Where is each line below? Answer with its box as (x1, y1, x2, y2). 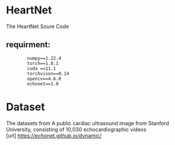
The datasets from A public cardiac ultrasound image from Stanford (6, 119, 170, 126)
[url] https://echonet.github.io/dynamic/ (6, 132, 102, 139)
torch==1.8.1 (27, 60, 59, 66)
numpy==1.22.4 (27, 55, 61, 61)
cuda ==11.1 (27, 65, 57, 71)
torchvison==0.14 (27, 71, 69, 77)
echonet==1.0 (27, 81, 59, 87)
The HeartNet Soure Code (6, 23, 69, 30)
